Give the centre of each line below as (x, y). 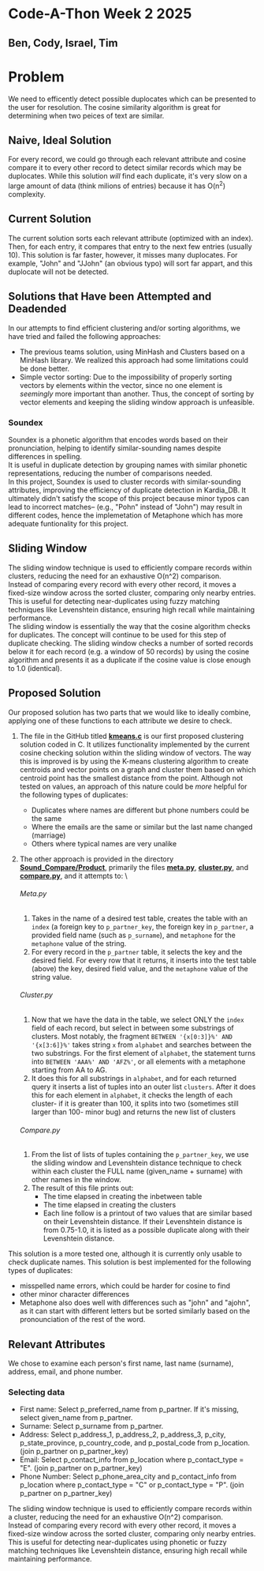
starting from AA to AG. (69, 1070)
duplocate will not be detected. (58, 271)
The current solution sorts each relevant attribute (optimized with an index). (131, 238)
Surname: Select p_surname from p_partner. (91, 1426)
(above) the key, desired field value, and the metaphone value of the (139, 968)
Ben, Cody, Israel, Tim (63, 43)
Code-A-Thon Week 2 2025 (100, 14)
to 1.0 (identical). (35, 668)
